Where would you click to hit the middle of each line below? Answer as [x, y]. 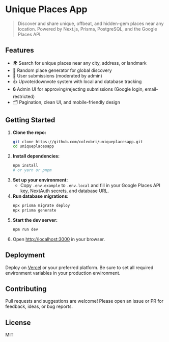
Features [20, 50]
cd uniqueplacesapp [33, 146]
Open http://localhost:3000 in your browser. [59, 239]
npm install [25, 166]
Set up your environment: [40, 180]
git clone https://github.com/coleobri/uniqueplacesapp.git [78, 142]
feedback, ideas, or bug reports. [39, 306]
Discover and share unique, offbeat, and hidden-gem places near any [91, 23]
